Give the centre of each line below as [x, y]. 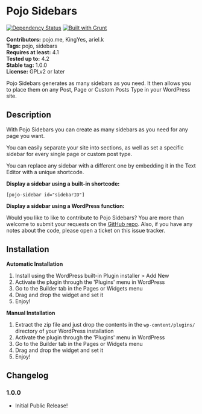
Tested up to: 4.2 [28, 58]
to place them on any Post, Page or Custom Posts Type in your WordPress [98, 89]
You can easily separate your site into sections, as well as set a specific [95, 147]
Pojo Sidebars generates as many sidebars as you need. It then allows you [99, 83]
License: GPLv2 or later [36, 71]
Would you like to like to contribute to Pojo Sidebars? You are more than [95, 218]
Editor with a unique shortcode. [45, 172]
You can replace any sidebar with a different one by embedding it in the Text [101, 165]
